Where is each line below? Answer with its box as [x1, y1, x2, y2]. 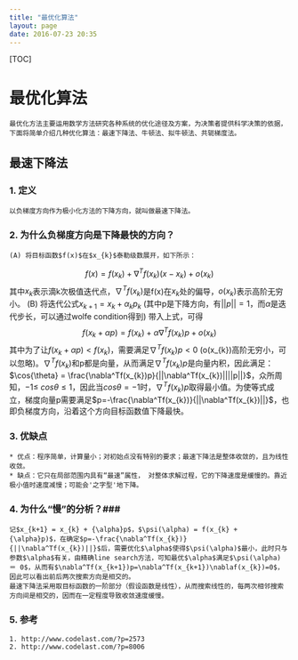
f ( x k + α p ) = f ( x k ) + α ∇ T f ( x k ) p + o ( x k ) [82, 326, 217, 340]
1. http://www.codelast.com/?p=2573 [9, 634, 145, 643]
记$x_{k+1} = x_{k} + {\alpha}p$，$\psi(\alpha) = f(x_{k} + [9, 526, 238, 535]
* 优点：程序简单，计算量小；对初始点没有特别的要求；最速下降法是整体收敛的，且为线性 [9, 453, 289, 462]
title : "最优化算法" [9, 12, 78, 22]
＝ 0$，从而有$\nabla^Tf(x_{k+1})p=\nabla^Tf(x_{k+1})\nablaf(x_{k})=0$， [9, 563, 285, 572]
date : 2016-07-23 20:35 [9, 29, 98, 38]
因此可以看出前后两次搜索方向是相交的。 [9, 573, 135, 582]
